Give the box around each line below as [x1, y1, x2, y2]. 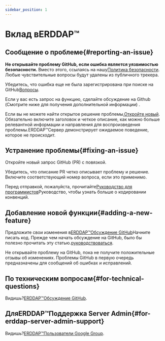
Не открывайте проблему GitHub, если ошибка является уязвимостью [5, 61, 159, 67]
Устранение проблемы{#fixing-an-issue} [5, 146, 139, 155]
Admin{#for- [110, 309, 151, 318]
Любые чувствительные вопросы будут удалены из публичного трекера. [5, 72, 159, 78]
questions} [5, 282, 40, 291]
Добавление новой [5, 209, 67, 217]
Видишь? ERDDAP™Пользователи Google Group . [5, 330, 104, 336]
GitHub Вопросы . [5, 86, 39, 92]
